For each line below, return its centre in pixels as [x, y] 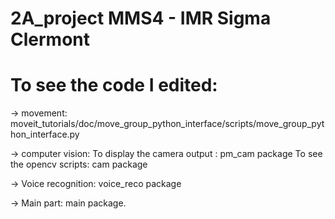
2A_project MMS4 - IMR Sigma [141, 18]
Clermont [50, 39]
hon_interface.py [45, 134]
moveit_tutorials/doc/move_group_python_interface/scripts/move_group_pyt [167, 124]
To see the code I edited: [114, 85]
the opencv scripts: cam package [79, 164]
